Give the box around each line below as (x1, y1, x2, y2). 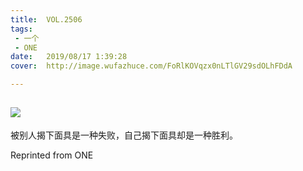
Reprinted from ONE (10, 149, 94, 161)
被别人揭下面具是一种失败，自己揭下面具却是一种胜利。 (10, 129, 238, 141)
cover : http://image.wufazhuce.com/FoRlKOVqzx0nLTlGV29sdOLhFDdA (10, 61, 293, 71)
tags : (10, 24, 33, 34)
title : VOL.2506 (10, 14, 83, 25)
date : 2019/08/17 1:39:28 (10, 52, 128, 62)
